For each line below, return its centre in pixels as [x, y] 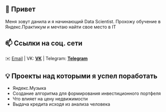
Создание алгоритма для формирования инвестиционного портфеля [87, 93]
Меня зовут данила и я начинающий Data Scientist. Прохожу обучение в [83, 21]
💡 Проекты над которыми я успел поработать [81, 76]
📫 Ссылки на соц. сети [44, 43]
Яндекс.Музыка [29, 88]
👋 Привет [21, 9]
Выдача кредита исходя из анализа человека [61, 104]
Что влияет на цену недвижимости [50, 99]
